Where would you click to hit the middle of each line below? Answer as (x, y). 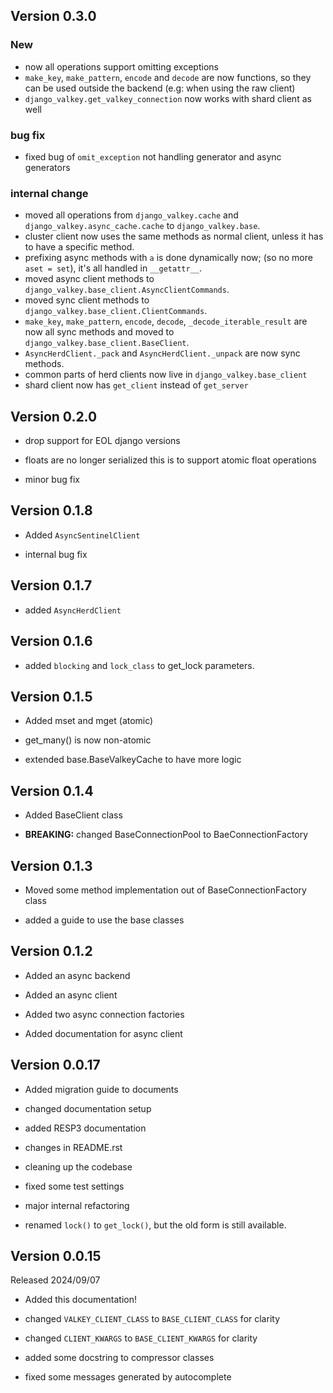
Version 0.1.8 (51, 510)
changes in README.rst (73, 1147)
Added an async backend (77, 975)
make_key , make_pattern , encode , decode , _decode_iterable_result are (166, 321)
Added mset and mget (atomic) (89, 721)
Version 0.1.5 (51, 696)
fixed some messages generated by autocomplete (128, 1377)
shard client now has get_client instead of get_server (136, 385)
